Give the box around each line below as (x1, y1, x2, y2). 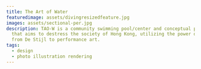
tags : (6, 43, 20, 49)
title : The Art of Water (6, 8, 68, 15)
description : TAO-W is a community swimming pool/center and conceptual (6, 25, 191, 32)
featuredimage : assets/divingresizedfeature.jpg (6, 14, 130, 20)
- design (11, 48, 33, 54)
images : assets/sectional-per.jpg (6, 20, 93, 26)
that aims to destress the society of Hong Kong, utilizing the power (11, 31, 191, 37)
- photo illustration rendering (11, 53, 93, 59)
